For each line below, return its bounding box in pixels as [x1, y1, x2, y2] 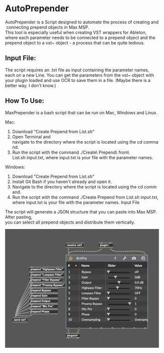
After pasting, [5, 214, 33, 220]
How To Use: [5, 97, 44, 105]
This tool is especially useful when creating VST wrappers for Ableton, [5, 29, 147, 35]
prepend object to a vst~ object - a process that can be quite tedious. [5, 40, 145, 45]
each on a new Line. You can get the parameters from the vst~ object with [5, 72, 155, 78]
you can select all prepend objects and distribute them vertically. [5, 219, 135, 225]
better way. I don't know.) [5, 83, 56, 88]
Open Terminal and [12, 134, 51, 140]
